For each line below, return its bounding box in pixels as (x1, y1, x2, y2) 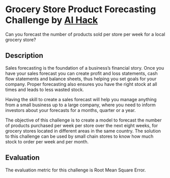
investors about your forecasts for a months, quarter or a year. (5, 107, 136, 113)
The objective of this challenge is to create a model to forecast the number (5, 117, 162, 123)
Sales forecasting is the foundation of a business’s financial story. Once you (5, 65, 164, 71)
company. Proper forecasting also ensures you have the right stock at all (5, 81, 157, 87)
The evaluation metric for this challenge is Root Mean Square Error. (5, 167, 146, 173)
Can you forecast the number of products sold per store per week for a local (5, 31, 165, 37)
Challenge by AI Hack (5, 14, 98, 26)
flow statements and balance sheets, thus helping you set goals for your (5, 75, 157, 82)
